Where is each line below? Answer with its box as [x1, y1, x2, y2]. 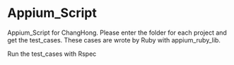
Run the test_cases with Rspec [7, 49, 97, 58]
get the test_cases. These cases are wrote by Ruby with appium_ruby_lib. [7, 35, 221, 44]
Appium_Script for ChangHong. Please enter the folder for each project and [7, 28, 228, 37]
